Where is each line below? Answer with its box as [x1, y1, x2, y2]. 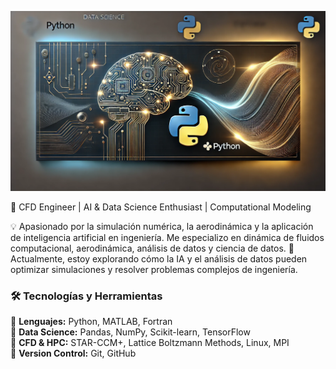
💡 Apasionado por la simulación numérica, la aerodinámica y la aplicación [10, 220, 314, 232]
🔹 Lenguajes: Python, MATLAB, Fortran [10, 316, 173, 328]
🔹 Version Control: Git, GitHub [10, 347, 137, 360]
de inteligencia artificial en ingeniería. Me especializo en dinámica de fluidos [10, 231, 325, 243]
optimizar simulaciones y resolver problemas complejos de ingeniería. [10, 263, 298, 275]
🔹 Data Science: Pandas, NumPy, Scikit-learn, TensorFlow [10, 326, 251, 338]
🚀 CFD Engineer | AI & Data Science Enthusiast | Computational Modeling [10, 201, 312, 213]
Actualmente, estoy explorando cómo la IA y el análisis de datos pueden [10, 252, 308, 265]
